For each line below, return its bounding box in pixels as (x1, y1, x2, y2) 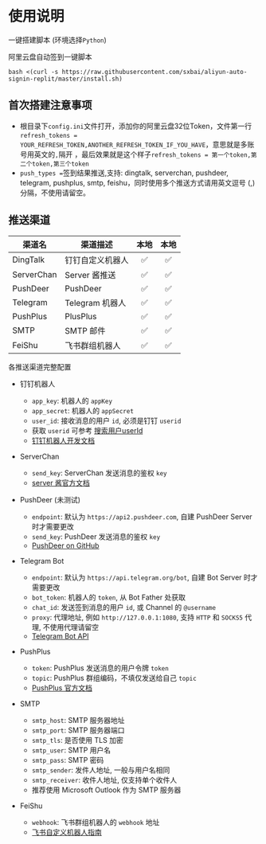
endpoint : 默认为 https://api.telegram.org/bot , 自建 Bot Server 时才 (31, 572, 258, 582)
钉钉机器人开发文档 (31, 436, 96, 445)
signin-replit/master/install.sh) (8, 75, 123, 83)
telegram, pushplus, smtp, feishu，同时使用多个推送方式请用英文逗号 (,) (19, 178, 256, 187)
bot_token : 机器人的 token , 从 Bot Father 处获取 (31, 592, 186, 602)
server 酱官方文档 (31, 478, 90, 487)
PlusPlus (65, 311, 97, 322)
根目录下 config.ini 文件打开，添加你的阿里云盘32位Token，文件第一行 (19, 121, 252, 131)
